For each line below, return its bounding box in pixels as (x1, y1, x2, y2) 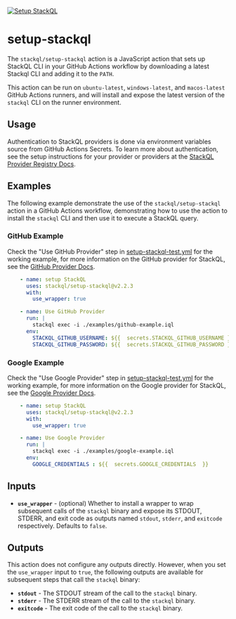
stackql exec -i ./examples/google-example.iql (32, 448, 174, 455)
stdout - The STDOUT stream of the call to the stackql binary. (17, 589, 197, 598)
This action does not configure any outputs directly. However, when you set (7, 561, 226, 569)
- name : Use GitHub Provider (20, 308, 105, 315)
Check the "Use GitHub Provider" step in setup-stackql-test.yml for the (7, 247, 213, 256)
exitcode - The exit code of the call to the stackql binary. (17, 604, 183, 613)
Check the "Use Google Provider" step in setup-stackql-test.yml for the (7, 373, 214, 382)
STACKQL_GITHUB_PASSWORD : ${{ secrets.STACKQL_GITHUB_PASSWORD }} (32, 341, 234, 348)
